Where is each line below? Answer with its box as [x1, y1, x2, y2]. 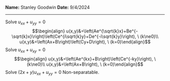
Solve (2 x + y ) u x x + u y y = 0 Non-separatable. [5, 69, 100, 76]
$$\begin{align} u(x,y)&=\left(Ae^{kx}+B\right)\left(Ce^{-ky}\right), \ [14, 56, 156, 62]
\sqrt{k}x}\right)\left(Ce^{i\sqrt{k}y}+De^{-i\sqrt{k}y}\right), [12, 33, 137, 39]
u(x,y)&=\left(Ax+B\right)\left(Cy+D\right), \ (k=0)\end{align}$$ [19, 38, 151, 45]
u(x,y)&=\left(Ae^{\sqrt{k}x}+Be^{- [66, 28, 138, 34]
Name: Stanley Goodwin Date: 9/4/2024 [5, 5, 90, 10]
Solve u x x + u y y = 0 [5, 19, 46, 26]
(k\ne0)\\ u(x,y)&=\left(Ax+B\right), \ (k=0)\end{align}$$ [26, 61, 144, 67]
